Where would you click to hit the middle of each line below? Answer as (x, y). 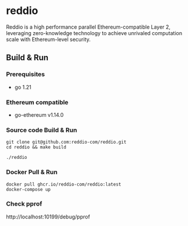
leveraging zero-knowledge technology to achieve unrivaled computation (94, 33)
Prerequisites (25, 74)
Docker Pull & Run (32, 172)
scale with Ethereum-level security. (48, 39)
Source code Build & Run (42, 130)
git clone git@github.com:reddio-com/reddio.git (66, 142)
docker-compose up (28, 189)
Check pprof (24, 204)
